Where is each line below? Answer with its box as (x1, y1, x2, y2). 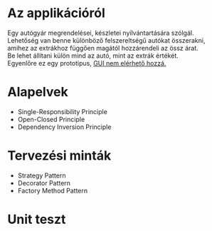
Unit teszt (7, 212, 66, 227)
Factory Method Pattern (17, 186, 88, 195)
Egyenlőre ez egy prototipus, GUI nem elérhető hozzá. (7, 58, 166, 67)
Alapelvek (7, 84, 69, 101)
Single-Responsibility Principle (17, 107, 108, 115)
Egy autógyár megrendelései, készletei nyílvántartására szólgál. (7, 29, 194, 37)
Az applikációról (7, 5, 105, 21)
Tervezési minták (7, 148, 112, 164)
